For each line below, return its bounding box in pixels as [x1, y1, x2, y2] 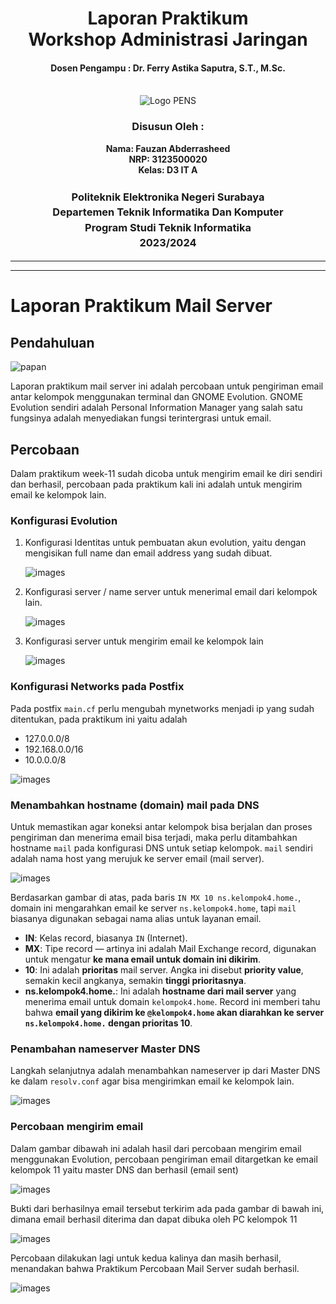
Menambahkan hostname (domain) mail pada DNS [10, 798, 260, 812]
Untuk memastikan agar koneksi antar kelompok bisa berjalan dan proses [10, 820, 313, 832]
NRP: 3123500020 [128, 153, 208, 165]
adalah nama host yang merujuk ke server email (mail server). [10, 852, 265, 864]
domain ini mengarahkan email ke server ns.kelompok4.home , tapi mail [10, 902, 297, 914]
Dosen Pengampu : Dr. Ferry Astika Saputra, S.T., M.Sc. [50, 62, 286, 74]
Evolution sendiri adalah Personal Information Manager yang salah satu [10, 402, 303, 414]
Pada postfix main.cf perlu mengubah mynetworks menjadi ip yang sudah [10, 702, 315, 714]
